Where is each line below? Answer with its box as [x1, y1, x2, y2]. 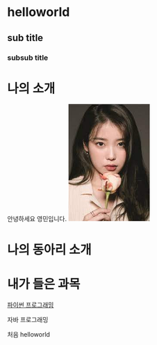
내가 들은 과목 [7, 276, 81, 292]
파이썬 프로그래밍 [7, 300, 54, 309]
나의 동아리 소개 [7, 241, 92, 257]
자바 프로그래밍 [7, 315, 49, 323]
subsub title [7, 53, 49, 63]
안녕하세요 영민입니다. [7, 215, 67, 223]
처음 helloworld [7, 330, 51, 338]
